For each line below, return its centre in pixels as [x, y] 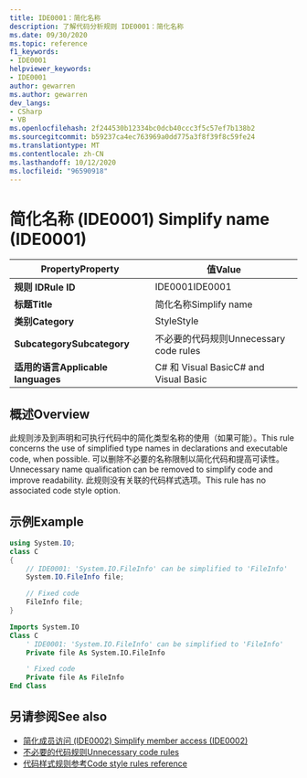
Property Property [80, 269]
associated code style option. [65, 491]
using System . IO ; [42, 543]
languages [37, 379]
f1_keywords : [34, 52]
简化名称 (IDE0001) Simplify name [140, 219]
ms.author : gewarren [49, 94]
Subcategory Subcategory [72, 344]
